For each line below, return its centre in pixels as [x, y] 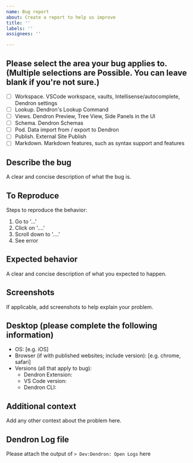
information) [30, 335]
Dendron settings [36, 103]
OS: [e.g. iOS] [32, 349]
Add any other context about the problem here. [64, 421]
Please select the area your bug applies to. [87, 63]
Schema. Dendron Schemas [49, 123]
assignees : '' [24, 34]
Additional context [41, 406]
